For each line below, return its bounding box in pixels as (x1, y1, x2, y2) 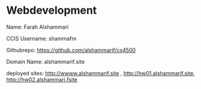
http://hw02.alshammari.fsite (6, 76, 78, 83)
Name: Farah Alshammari (6, 23, 69, 30)
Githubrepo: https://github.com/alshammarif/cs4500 (6, 46, 136, 54)
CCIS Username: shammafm (6, 35, 77, 42)
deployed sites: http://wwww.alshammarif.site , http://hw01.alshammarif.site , (6, 69, 195, 76)
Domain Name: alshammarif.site (6, 58, 85, 65)
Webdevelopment (6, 4, 97, 17)
